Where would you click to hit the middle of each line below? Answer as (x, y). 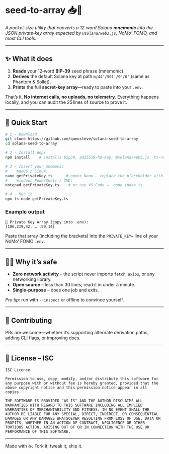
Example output (25, 211)
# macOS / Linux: (27, 171)
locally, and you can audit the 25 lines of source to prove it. (66, 102)
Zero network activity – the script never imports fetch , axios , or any (83, 274)
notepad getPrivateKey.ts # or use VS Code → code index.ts (74, 185)
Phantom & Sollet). (32, 82)
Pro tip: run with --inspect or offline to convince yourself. (65, 300)
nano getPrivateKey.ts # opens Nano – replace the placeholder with (84, 176)
